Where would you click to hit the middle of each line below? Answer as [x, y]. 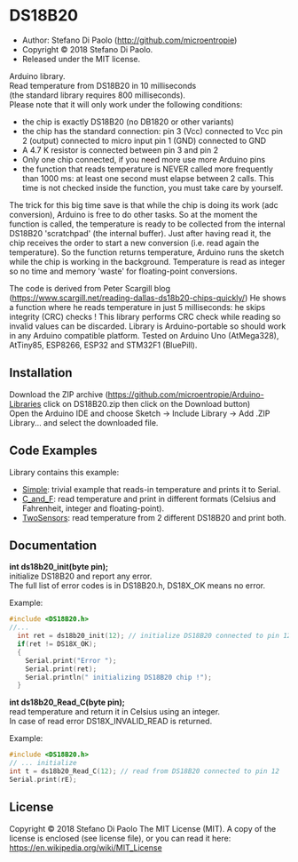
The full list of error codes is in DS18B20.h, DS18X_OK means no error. [137, 586]
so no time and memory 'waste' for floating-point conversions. [123, 271]
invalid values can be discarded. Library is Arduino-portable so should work [148, 326]
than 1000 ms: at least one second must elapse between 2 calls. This [148, 178]
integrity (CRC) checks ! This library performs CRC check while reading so [145, 316]
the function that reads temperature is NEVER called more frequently [147, 169]
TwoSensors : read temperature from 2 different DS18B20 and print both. [154, 517]
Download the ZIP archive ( [59, 394]
